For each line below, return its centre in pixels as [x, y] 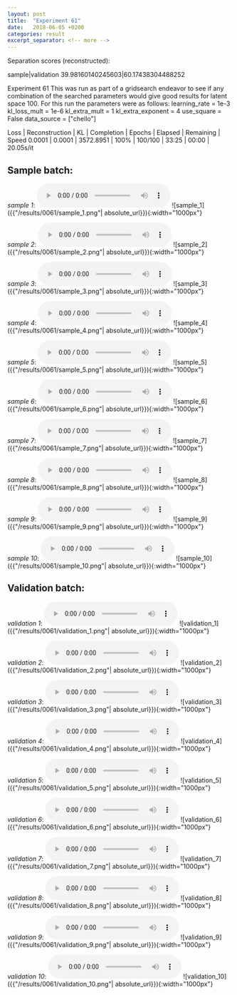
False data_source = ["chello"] [52, 119]
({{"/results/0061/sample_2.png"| [56, 252]
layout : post [27, 14]
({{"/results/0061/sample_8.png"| [56, 487]
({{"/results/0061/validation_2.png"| [60, 670]
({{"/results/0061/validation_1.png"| [59, 631]
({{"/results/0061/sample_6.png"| [56, 409]
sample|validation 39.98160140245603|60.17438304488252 [96, 75]
